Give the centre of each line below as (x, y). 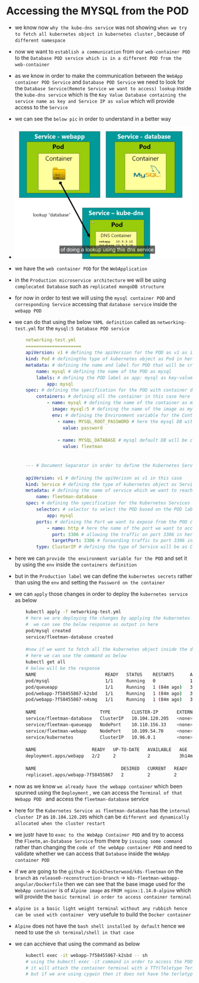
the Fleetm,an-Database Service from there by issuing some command (98, 841)
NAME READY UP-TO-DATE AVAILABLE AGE (107, 750)
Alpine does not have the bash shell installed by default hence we (100, 926)
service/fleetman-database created (70, 637)
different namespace (40, 40)
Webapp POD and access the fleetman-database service (82, 799)
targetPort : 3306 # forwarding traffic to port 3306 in (123, 541)
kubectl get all (46, 662)
